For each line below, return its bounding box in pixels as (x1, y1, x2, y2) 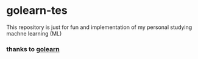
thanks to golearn (6, 45, 60, 53)
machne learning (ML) (6, 29, 62, 37)
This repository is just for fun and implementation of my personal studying (6, 23, 193, 31)
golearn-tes (6, 4, 68, 17)
